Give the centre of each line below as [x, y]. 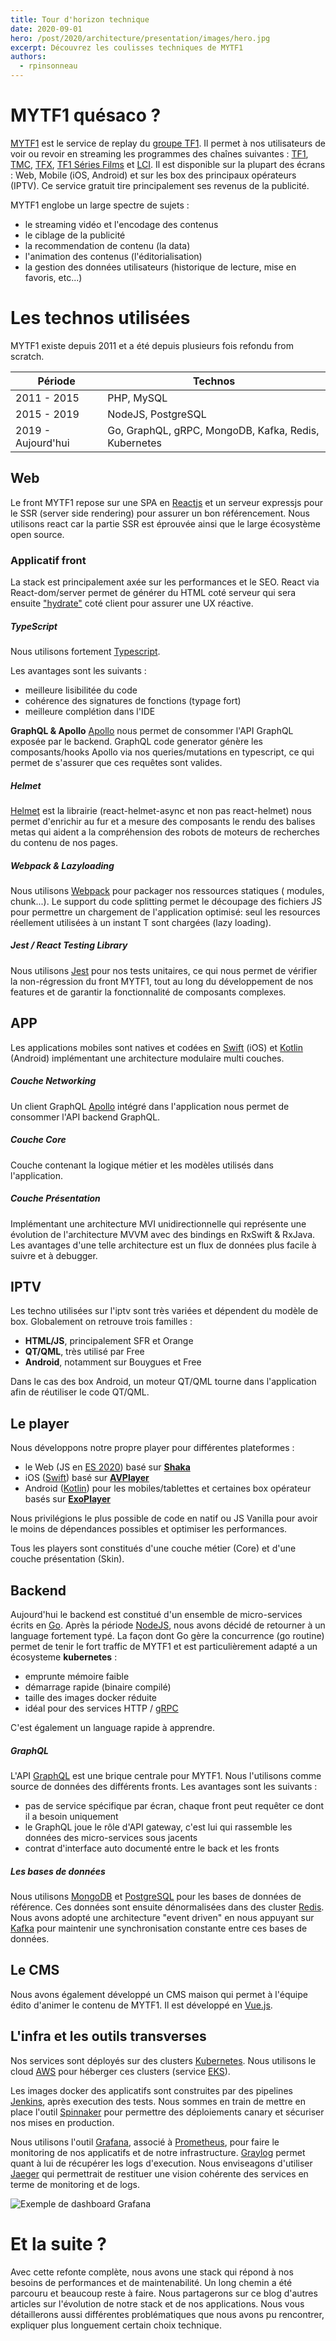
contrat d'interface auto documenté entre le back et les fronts [152, 1848]
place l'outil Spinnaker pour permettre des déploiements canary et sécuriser [167, 2112]
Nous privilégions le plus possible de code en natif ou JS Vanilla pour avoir [164, 1518]
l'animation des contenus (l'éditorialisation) [113, 256]
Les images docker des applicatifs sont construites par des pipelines [151, 2090]
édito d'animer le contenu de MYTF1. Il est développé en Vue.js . [141, 2005]
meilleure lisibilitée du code [81, 690]
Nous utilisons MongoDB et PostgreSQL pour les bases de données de [156, 1896]
